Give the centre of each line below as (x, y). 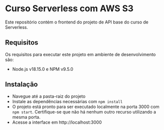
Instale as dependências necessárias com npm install (67, 101)
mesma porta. (26, 117)
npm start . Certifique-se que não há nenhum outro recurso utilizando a (84, 112)
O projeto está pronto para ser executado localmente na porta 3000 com (86, 107)
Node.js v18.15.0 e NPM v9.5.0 (43, 69)
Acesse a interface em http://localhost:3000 (57, 122)
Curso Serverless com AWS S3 (69, 9)
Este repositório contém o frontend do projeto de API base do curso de (77, 22)
